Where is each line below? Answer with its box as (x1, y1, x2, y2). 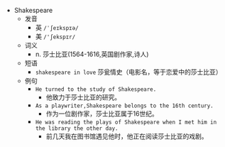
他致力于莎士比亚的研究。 (45, 93, 121, 102)
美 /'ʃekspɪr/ (35, 32, 76, 40)
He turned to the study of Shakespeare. (35, 86, 157, 93)
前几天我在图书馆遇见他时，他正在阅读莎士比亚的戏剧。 (45, 132, 208, 141)
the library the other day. (35, 125, 119, 132)
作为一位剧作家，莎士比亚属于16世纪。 (45, 109, 158, 118)
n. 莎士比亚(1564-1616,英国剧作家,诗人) (35, 50, 149, 58)
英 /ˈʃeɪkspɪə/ (35, 23, 79, 31)
